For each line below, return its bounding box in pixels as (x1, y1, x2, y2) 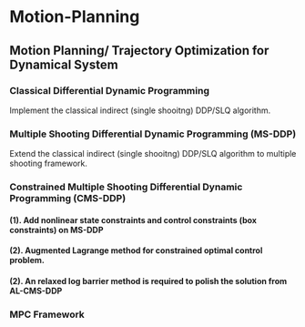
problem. (9, 255, 46, 266)
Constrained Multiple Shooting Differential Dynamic (9, 180, 243, 193)
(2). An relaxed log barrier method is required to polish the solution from (9, 275, 288, 286)
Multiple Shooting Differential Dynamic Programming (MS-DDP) (9, 128, 297, 140)
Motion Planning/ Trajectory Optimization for (9, 43, 269, 58)
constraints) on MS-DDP (9, 224, 104, 235)
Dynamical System (9, 56, 118, 72)
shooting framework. (9, 158, 88, 169)
